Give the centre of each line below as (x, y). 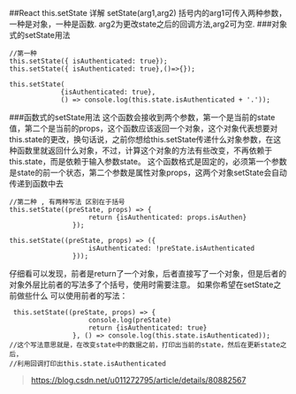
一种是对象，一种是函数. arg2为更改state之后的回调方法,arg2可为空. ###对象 (148, 24)
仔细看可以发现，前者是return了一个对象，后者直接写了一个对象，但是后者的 (148, 273)
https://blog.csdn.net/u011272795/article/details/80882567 (138, 380)
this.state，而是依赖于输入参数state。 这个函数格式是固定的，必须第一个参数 (148, 161)
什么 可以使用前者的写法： (80, 295)
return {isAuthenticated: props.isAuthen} (167, 217)
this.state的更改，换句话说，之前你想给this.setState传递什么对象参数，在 (141, 139)
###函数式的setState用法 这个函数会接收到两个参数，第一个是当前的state (142, 117)
